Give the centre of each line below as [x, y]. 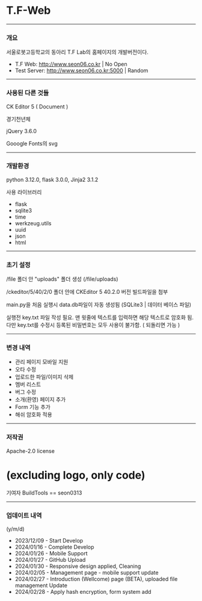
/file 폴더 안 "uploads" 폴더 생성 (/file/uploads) [62, 279]
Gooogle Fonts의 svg [32, 143]
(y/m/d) [16, 529]
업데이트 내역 [24, 515]
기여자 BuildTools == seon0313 [44, 493]
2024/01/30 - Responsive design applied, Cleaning [78, 566]
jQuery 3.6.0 [22, 131]
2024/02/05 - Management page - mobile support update [87, 572]
